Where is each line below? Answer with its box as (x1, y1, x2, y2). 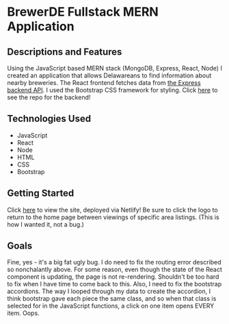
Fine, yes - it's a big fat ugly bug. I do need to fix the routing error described (7, 258, 221, 266)
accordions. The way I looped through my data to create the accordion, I (7, 287, 211, 295)
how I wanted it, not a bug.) (7, 220, 84, 228)
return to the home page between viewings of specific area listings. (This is (7, 213, 220, 221)
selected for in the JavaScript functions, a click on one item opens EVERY (7, 302, 215, 310)
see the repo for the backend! (7, 93, 91, 101)
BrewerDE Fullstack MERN (7, 4, 159, 20)
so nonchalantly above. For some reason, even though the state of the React (7, 265, 222, 274)
